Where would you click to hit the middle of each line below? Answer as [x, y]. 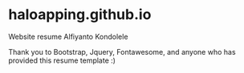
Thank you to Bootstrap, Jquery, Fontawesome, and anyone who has [122, 52]
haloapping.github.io [80, 15]
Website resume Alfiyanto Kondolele [68, 36]
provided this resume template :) [62, 60]
